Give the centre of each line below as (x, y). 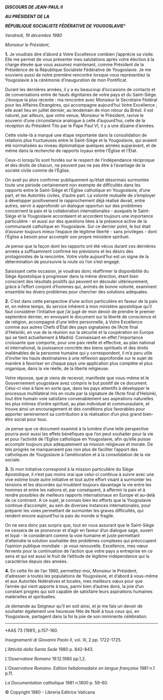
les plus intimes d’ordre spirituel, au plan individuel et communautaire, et (77, 404)
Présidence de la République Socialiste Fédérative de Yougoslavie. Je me (78, 70)
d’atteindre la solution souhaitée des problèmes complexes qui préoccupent (81, 541)
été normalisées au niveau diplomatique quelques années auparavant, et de (81, 145)
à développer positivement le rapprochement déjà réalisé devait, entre (75, 201)
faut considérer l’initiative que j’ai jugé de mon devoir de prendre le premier (80, 312)
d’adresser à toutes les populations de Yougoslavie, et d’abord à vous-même (81, 576)
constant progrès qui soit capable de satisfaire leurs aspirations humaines (79, 591)
